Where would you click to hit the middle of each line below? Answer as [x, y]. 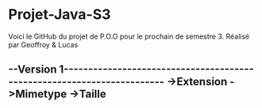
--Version [33, 70]
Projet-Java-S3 [60, 15]
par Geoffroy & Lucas [43, 44]
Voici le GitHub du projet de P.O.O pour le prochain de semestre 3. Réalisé [129, 36]
